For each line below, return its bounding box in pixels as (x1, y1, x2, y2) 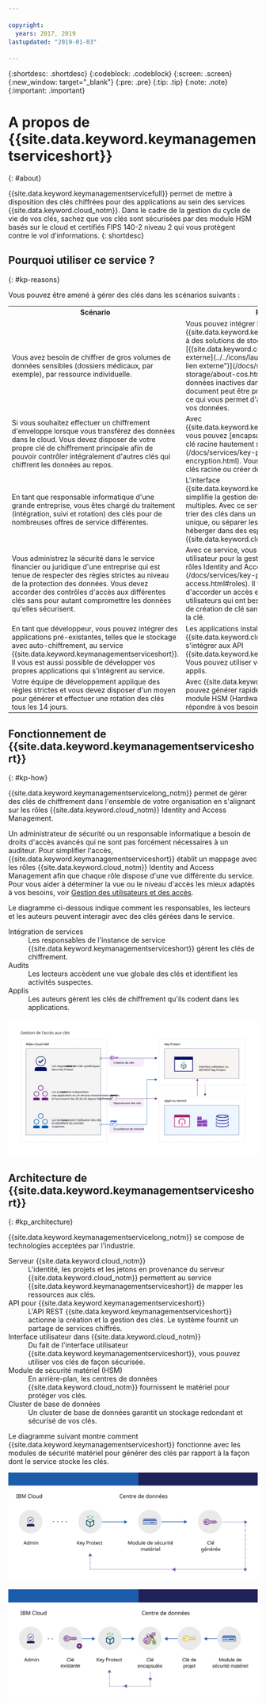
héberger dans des (185, 526, 248, 536)
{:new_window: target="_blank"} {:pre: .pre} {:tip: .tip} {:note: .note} (8, 78, 228, 87)
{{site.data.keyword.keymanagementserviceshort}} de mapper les (28, 1282, 244, 1291)
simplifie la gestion (185, 492, 247, 502)
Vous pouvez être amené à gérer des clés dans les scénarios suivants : (8, 290, 240, 299)
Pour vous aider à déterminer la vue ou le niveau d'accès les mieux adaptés (8, 879, 256, 889)
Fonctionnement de (8, 727, 107, 741)
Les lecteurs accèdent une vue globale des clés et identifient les (28, 969, 238, 978)
